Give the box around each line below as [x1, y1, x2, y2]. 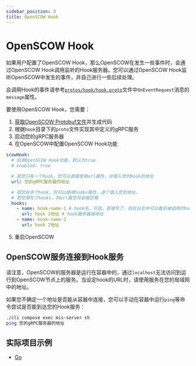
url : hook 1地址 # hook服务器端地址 [21, 211, 104, 217]
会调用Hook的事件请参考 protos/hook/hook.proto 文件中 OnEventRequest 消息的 [6, 86, 190, 94]
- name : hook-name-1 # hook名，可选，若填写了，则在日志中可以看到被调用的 [16, 206, 185, 212]
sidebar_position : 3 [6, 8, 57, 15]
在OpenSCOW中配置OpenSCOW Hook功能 [14, 140, 118, 147]
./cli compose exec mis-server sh [6, 315, 90, 320]
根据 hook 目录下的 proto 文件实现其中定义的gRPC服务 [14, 126, 139, 133]
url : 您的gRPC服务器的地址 [11, 179, 70, 185]
